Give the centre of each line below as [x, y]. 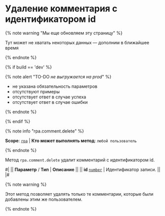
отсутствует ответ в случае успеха [49, 97]
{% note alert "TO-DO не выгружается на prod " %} [58, 76]
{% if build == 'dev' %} [28, 67]
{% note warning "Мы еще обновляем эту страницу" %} [64, 33]
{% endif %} [18, 121]
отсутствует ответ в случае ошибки [50, 102]
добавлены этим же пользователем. [44, 199]
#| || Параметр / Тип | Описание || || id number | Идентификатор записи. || [83, 169]
